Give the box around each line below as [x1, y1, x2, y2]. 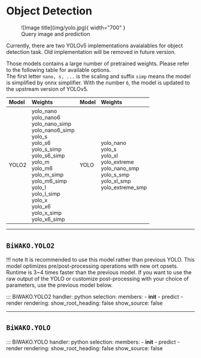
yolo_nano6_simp [32, 126, 75, 134]
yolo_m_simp [32, 171, 64, 178]
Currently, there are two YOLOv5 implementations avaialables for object [6, 42, 183, 49]
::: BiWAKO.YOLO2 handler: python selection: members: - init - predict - [6, 293, 184, 300]
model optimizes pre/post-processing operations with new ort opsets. [6, 262, 178, 269]
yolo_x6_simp [32, 216, 65, 223]
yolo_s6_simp [32, 151, 65, 159]
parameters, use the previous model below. [6, 281, 113, 289]
